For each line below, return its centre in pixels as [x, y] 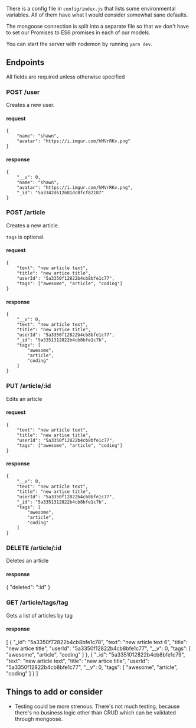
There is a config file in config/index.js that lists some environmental [91, 9]
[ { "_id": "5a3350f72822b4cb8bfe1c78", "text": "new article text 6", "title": [97, 642]
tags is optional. [26, 237]
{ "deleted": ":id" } [28, 587]
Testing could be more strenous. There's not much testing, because [97, 706]
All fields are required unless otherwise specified [66, 77]
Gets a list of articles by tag [39, 615]
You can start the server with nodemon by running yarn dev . [79, 44]
